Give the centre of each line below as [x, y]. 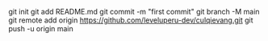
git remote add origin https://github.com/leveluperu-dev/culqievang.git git [131, 20]
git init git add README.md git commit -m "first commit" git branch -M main [134, 12]
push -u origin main [41, 29]
